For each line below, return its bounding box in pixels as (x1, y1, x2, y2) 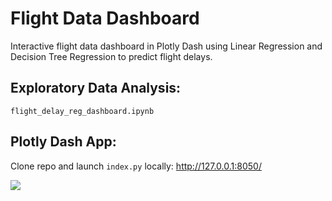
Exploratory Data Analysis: (10, 80, 182, 97)
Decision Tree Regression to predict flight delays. (10, 50, 213, 62)
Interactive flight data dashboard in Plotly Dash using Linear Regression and (10, 40, 323, 52)
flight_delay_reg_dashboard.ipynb (10, 106, 155, 116)
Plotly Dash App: (10, 133, 117, 151)
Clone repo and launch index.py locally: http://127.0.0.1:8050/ (10, 160, 262, 172)
